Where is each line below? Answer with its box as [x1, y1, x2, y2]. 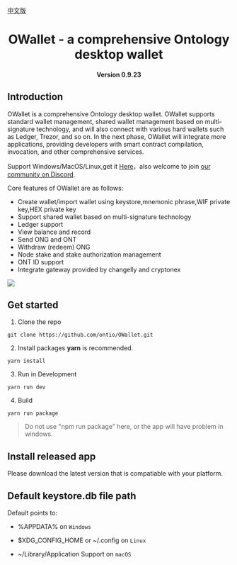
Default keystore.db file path [7, 490, 137, 502]
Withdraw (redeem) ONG [17, 242, 91, 251]
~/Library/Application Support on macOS [17, 550, 132, 559]
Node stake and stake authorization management [17, 250, 161, 259]
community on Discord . [7, 169, 76, 179]
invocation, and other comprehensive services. [7, 147, 144, 156]
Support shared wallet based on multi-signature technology [17, 212, 192, 221]
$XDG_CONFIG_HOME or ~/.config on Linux [17, 536, 146, 544]
